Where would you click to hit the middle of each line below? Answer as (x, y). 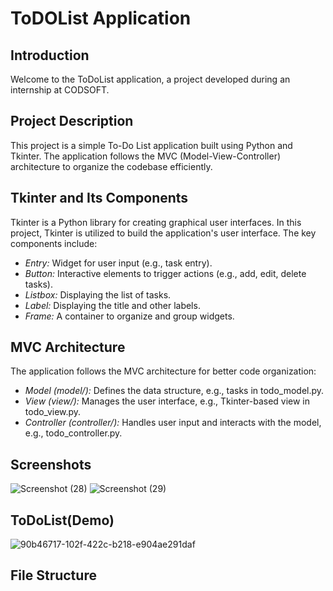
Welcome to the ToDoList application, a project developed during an (150, 79)
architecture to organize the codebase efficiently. (111, 166)
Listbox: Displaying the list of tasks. (98, 294)
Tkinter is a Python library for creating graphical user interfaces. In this (156, 222)
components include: (54, 243)
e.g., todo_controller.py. (73, 433)
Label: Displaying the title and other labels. (112, 305)
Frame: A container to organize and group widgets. (129, 316)
